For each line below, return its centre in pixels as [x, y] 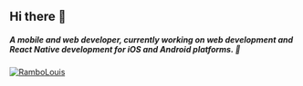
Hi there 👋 [38, 17]
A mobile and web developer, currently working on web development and [151, 39]
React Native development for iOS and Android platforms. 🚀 [125, 49]
